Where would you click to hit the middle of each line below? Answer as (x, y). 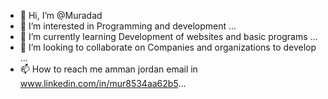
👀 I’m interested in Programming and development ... (128, 26)
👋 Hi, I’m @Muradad (61, 15)
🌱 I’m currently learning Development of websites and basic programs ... (168, 36)
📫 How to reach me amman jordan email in (108, 69)
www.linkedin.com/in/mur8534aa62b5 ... (103, 83)
